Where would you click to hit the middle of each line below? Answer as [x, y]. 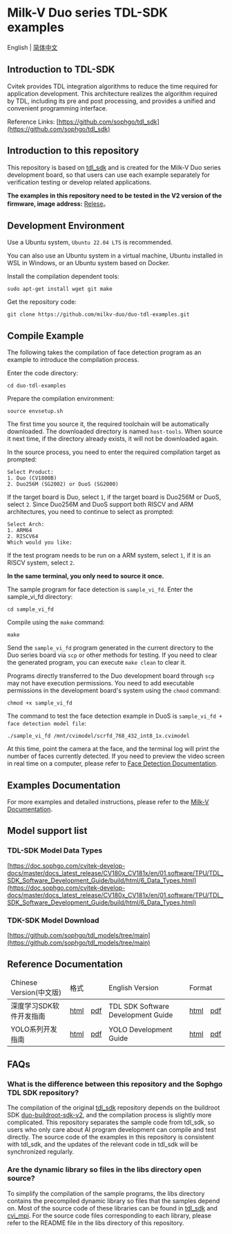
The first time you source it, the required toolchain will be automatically [108, 424]
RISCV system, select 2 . [41, 563]
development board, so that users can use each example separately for [109, 175]
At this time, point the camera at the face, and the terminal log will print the [113, 749]
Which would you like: [40, 543]
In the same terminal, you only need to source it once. [86, 576]
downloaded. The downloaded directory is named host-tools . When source [115, 431]
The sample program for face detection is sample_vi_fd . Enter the [100, 589]
